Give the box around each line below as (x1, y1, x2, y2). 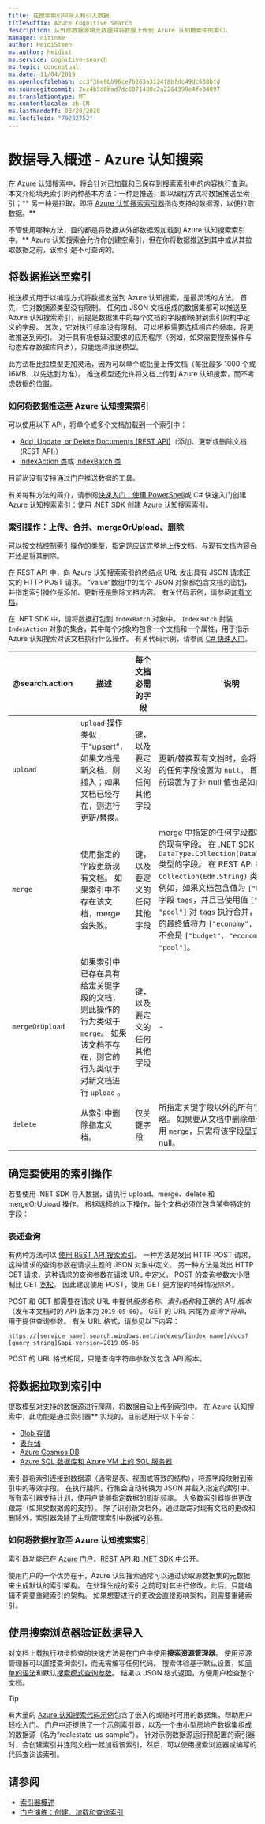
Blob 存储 (19, 1429, 51, 1438)
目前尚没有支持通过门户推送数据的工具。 (8, 473, 140, 482)
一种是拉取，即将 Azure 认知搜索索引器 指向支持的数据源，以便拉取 (37, 198, 255, 208)
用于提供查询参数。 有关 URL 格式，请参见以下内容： (8, 1316, 180, 1326)
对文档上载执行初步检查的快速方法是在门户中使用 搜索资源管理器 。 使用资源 (8, 1648, 252, 1658)
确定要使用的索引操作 (8, 1167, 112, 1180)
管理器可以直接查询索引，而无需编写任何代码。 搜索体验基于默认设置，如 (8, 1658, 245, 1668)
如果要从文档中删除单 (176, 1114, 256, 1125)
